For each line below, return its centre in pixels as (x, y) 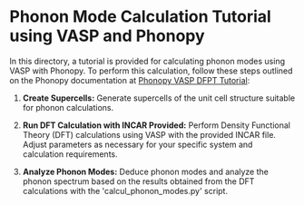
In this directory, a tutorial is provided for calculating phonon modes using (147, 61)
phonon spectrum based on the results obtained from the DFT (138, 181)
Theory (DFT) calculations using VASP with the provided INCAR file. (149, 134)
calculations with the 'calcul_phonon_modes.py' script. (125, 190)
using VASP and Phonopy (108, 36)
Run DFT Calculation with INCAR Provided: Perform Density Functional (156, 125)
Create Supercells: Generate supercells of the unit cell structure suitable (159, 98)
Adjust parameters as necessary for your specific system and (137, 144)
